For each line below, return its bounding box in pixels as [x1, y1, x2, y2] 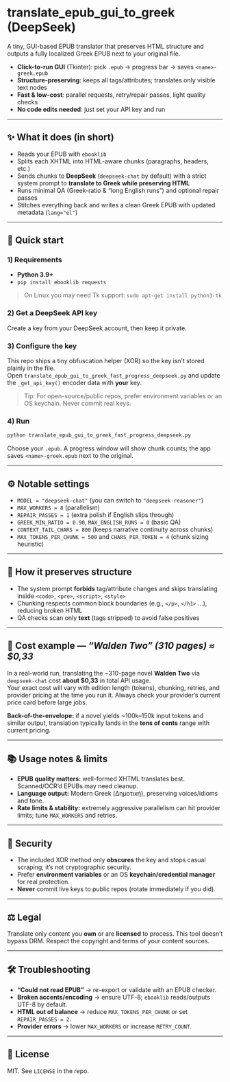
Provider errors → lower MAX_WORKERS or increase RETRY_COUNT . [16, 1022, 192, 1031]
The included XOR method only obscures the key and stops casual [16, 856, 207, 864]
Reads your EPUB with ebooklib [16, 150, 107, 158]
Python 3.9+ [16, 270, 53, 279]
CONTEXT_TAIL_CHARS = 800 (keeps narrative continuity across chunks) [16, 525, 214, 533]
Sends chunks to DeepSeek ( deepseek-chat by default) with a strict [16, 172, 207, 180]
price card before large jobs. [7, 698, 88, 706]
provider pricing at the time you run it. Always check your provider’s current [7, 691, 220, 699]
